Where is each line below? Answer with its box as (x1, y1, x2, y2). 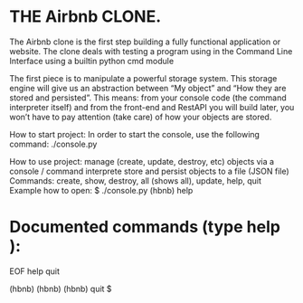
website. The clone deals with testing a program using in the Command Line (9, 45, 293, 56)
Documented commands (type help (9, 217, 280, 237)
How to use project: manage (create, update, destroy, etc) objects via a (9, 156, 274, 166)
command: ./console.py (9, 138, 98, 149)
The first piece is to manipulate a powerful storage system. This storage (9, 72, 278, 83)
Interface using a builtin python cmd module (9, 55, 175, 66)
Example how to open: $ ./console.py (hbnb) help (9, 185, 194, 195)
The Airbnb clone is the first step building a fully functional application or (9, 36, 281, 47)
